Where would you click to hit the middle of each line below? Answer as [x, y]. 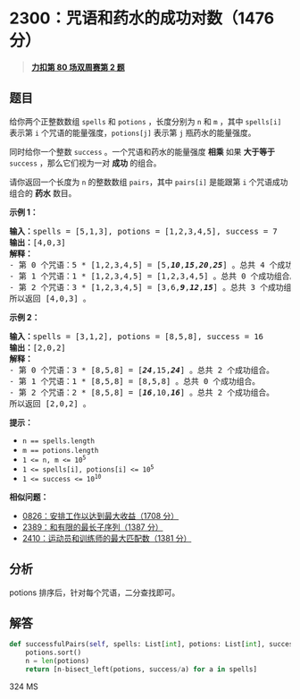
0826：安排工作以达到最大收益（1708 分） [100, 516]
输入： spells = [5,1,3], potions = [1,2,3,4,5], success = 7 [144, 231]
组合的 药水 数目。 [43, 192]
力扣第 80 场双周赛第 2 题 [78, 67]
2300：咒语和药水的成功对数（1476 [142, 18]
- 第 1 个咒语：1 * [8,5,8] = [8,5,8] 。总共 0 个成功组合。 [135, 381]
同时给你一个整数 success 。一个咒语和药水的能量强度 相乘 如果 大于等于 [142, 151]
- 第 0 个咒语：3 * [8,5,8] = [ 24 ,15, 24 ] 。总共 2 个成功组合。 [142, 370]
